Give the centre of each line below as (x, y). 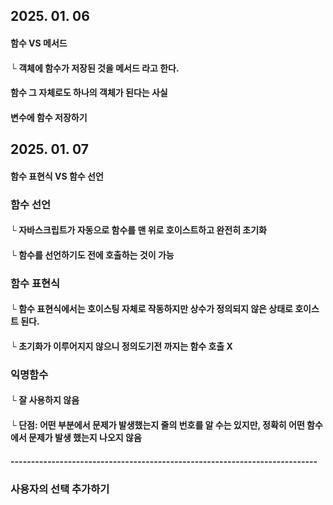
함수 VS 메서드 (39, 43)
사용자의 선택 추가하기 (60, 489)
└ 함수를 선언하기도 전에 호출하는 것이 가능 (92, 255)
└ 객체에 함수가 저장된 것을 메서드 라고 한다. (95, 68)
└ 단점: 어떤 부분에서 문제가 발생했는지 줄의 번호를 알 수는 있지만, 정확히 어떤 (157, 425)
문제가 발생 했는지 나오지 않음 (85, 438)
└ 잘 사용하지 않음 (45, 400)
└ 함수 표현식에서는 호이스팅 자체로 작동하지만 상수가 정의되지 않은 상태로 (151, 309)
